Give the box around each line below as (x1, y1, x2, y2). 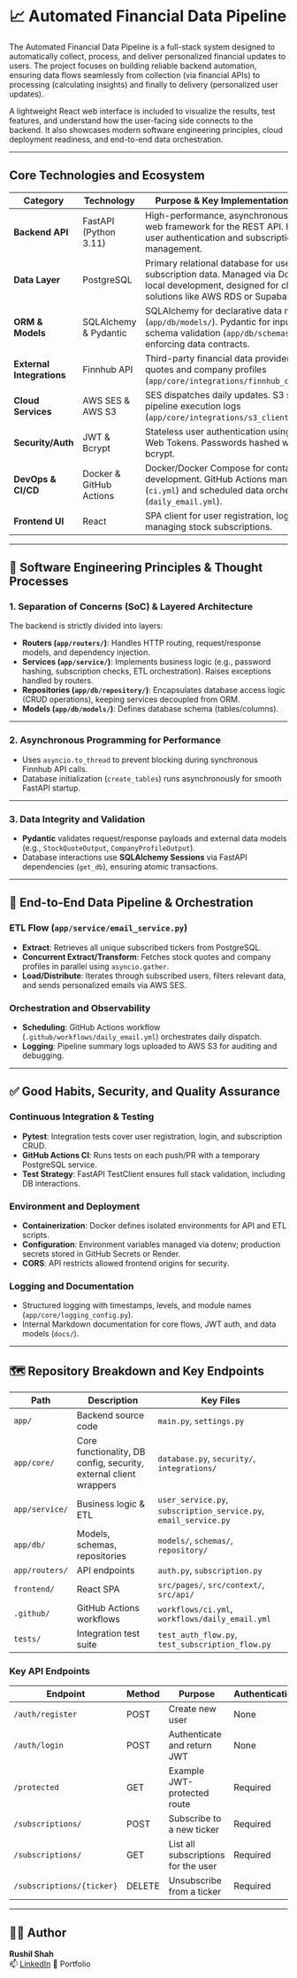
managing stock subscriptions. (145, 520, 273, 533)
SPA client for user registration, (145, 510, 274, 522)
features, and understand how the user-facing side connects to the (9, 115, 254, 126)
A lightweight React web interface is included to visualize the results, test (9, 105, 276, 116)
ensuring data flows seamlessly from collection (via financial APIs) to (9, 69, 261, 80)
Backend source (76, 1409, 144, 1421)
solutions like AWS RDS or (145, 290, 254, 302)
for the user (168, 1860, 217, 1873)
